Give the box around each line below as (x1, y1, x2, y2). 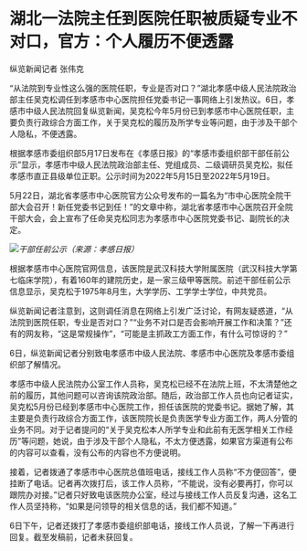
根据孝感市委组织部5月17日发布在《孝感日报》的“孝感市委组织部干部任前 (9, 147, 282, 158)
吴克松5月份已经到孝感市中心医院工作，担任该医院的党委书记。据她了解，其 (9, 401, 295, 412)
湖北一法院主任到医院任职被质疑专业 (9, 8, 282, 29)
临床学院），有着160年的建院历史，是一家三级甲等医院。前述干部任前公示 (16, 274, 291, 285)
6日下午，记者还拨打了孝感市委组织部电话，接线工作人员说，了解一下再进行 (9, 520, 295, 531)
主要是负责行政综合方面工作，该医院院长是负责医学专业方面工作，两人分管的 (9, 412, 298, 423)
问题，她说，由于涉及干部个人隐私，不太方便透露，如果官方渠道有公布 (28, 435, 294, 446)
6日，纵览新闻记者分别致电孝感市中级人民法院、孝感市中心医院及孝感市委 (9, 347, 287, 358)
